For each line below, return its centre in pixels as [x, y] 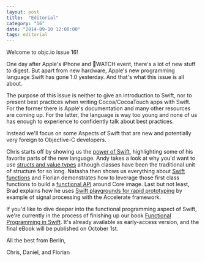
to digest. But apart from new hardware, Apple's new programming [91, 70]
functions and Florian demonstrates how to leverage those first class [93, 178]
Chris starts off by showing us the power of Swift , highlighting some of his [100, 152]
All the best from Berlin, [36, 241]
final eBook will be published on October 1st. [62, 229]
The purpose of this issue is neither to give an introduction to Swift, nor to [99, 95]
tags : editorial [27, 35]
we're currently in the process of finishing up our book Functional [89, 215]
